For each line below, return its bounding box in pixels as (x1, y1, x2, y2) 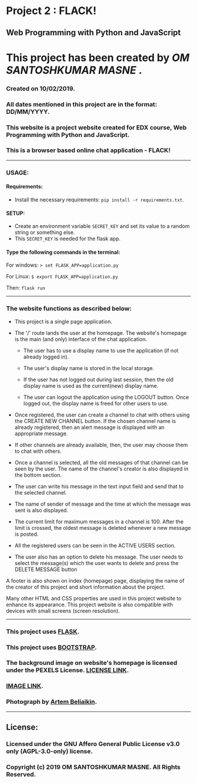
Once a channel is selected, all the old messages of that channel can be (14, 459, 189, 466)
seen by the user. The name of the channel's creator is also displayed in (14, 465, 189, 472)
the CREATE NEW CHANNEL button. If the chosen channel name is (14, 417, 176, 424)
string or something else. (14, 229, 75, 236)
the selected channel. (14, 489, 67, 496)
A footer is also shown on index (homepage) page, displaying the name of (6, 577, 185, 584)
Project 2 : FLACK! (6, 4, 97, 18)
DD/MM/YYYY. (6, 107, 50, 116)
